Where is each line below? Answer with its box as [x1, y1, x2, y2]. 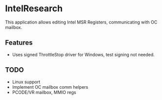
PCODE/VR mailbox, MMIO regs [12, 89, 76, 95]
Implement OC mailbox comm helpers [12, 84, 89, 90]
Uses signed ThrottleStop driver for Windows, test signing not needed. [12, 51, 155, 57]
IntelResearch [5, 3, 63, 14]
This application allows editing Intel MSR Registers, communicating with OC [5, 19, 158, 25]
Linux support [12, 79, 41, 85]
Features [5, 39, 33, 47]
